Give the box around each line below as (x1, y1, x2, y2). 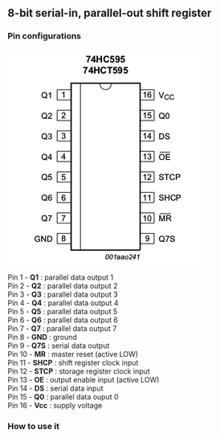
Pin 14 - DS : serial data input (7, 383, 104, 393)
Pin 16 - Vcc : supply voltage (7, 400, 103, 410)
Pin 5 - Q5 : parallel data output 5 (7, 306, 118, 316)
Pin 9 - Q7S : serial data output (7, 341, 110, 350)
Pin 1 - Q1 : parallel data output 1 (7, 272, 114, 282)
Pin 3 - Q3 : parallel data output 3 (7, 289, 118, 299)
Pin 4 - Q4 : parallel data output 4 (7, 297, 119, 308)
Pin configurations (7, 31, 82, 42)
